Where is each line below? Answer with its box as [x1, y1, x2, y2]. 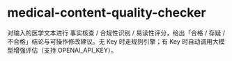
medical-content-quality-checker [7, 5, 207, 21]
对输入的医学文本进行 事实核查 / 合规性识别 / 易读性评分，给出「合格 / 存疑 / [7, 28, 225, 37]
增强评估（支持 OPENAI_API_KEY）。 [13, 46, 117, 54]
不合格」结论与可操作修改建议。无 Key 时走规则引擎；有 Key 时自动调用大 [7, 37, 219, 46]
